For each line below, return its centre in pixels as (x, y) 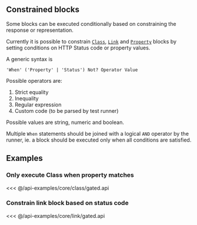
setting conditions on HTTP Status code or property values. (78, 48)
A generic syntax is (29, 59)
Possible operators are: (34, 80)
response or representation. (40, 30)
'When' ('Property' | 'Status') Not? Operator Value (72, 70)
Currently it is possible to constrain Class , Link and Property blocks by (91, 41)
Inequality (27, 98)
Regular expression (38, 105)
